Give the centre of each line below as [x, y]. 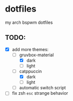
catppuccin [30, 71]
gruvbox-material [36, 55]
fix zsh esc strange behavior [40, 93]
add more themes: [30, 49]
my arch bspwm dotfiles [29, 22]
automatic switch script [43, 88]
